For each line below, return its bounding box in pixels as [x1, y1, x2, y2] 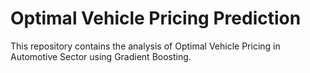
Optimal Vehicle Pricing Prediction [10, 7, 302, 30]
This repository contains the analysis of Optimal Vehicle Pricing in [10, 40, 281, 52]
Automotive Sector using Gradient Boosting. [10, 50, 192, 62]
